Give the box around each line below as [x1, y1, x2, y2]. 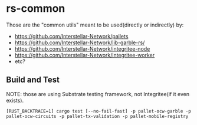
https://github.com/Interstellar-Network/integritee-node [14, 45, 150, 52]
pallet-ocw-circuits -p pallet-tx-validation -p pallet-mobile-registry [6, 113, 189, 119]
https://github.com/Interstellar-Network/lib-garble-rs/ [14, 39, 145, 46]
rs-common [6, 2, 65, 15]
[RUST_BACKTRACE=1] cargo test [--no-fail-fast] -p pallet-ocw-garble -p [6, 108, 192, 114]
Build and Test [6, 75, 60, 85]
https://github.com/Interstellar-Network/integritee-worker [14, 51, 155, 58]
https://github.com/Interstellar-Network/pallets [14, 32, 129, 40]
